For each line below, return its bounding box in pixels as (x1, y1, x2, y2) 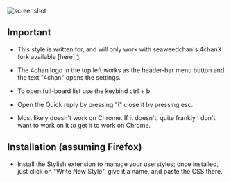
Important (7, 26, 51, 38)
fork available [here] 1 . (17, 52, 81, 60)
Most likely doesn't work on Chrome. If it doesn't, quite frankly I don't (17, 113, 216, 122)
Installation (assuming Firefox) (7, 141, 142, 153)
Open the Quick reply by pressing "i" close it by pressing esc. (17, 100, 194, 108)
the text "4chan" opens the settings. (17, 73, 121, 81)
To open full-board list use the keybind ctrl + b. (17, 87, 153, 95)
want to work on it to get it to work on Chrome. (17, 121, 151, 129)
